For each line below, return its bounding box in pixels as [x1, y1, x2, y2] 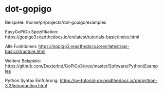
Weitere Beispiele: [5, 58, 41, 63]
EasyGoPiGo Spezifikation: [5, 29, 58, 34]
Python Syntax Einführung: [5, 77, 59, 83]
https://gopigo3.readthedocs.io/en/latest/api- [38, 43, 130, 49]
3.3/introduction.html [5, 82, 47, 88]
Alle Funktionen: [5, 43, 37, 49]
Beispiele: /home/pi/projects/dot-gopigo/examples [5, 19, 107, 25]
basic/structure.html [5, 48, 46, 54]
